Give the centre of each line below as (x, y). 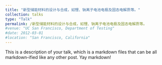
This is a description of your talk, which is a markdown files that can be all (81, 52)
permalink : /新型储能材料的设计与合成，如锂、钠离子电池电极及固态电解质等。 (76, 24)
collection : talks (24, 14)
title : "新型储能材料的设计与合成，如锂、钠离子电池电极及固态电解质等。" (73, 10)
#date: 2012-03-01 (24, 33)
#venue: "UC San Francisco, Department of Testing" (60, 28)
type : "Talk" (19, 19)
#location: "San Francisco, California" (48, 38)
